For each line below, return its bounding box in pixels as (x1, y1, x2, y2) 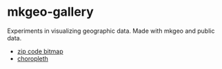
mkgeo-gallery (7, 4, 94, 20)
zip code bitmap (17, 47, 63, 55)
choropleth (17, 54, 48, 62)
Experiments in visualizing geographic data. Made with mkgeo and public (7, 27, 215, 35)
